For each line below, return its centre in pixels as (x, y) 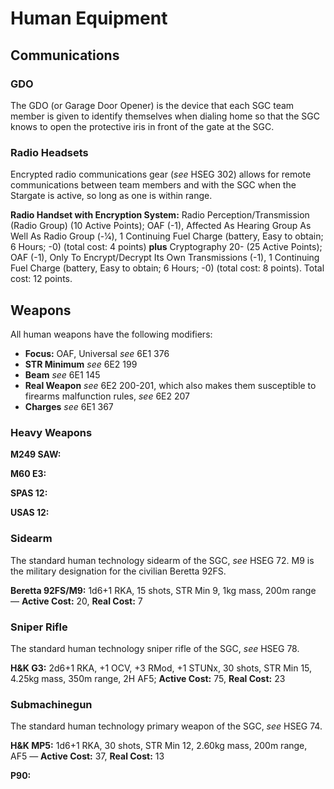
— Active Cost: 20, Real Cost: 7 (76, 601)
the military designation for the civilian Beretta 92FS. (118, 571)
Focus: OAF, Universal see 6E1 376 (97, 353)
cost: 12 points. (41, 279)
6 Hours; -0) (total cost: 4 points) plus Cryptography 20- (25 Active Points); (166, 247)
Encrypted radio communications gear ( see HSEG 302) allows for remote (161, 174)
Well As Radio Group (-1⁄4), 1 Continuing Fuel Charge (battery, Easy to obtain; (167, 236)
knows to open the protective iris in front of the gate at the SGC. (142, 126)
